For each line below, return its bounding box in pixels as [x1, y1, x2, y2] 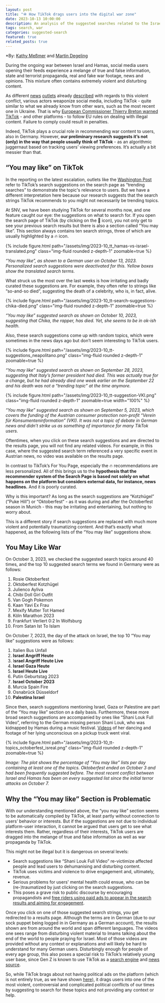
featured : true [5, 35, 37, 40]
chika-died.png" [5, 303, 39, 309]
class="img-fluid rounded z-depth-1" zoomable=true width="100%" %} [5, 397, 150, 403]
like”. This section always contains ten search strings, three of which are [5, 228, 151, 234]
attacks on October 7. [5, 780, 49, 787]
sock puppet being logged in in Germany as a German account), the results [5, 920, 158, 926]
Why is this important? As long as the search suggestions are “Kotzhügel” [5, 493, 154, 499]
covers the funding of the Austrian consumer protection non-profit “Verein [5, 412, 156, 418]
